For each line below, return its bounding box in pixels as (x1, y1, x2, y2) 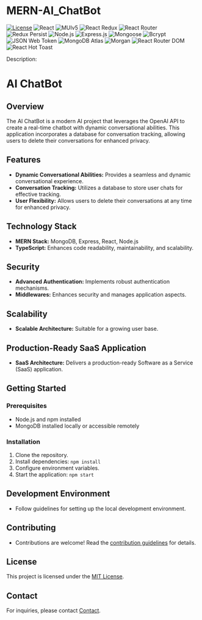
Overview (6, 101, 45, 112)
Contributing (6, 523, 56, 533)
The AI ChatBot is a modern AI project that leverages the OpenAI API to (6, 117, 185, 124)
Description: (6, 55, 37, 62)
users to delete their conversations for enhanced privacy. (6, 137, 151, 144)
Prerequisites (6, 402, 47, 410)
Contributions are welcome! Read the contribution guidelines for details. (15, 539, 197, 546)
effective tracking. (15, 191, 61, 198)
